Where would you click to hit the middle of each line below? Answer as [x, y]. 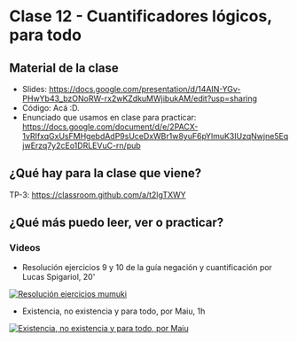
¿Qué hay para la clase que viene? [106, 173]
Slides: [34, 89]
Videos [25, 248]
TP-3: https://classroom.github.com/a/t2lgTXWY [98, 194]
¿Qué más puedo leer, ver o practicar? [117, 223]
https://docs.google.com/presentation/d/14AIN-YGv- [145, 89]
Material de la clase [64, 68]
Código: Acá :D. [51, 108]
